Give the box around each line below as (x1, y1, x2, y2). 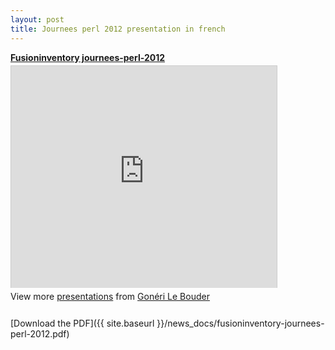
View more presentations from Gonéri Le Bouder (10, 290, 210, 302)
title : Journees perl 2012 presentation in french (10, 24, 226, 34)
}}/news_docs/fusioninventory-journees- (156, 317, 325, 329)
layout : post (10, 14, 65, 25)
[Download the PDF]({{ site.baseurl (10, 317, 155, 329)
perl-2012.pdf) (10, 327, 70, 340)
